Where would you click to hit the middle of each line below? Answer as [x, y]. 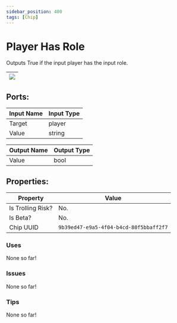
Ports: [18, 96]
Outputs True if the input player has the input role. [67, 63]
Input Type [64, 113]
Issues [16, 274]
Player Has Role [45, 47]
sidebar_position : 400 [34, 12]
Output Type [72, 150]
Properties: [27, 181]
